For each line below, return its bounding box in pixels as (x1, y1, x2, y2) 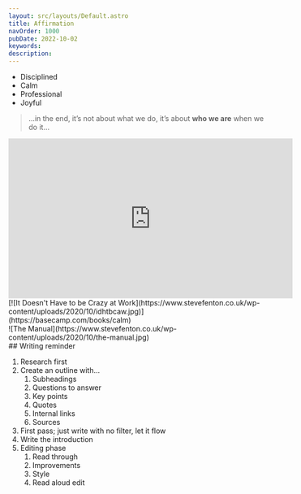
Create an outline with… (19, 366, 101, 375)
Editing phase (19, 444, 67, 453)
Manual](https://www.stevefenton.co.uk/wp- (28, 324, 177, 333)
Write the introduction (19, 435, 93, 444)
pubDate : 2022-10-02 (8, 34, 79, 43)
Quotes (32, 400, 57, 409)
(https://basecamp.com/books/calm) (8, 315, 131, 325)
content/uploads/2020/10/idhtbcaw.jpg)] (8, 306, 144, 316)
